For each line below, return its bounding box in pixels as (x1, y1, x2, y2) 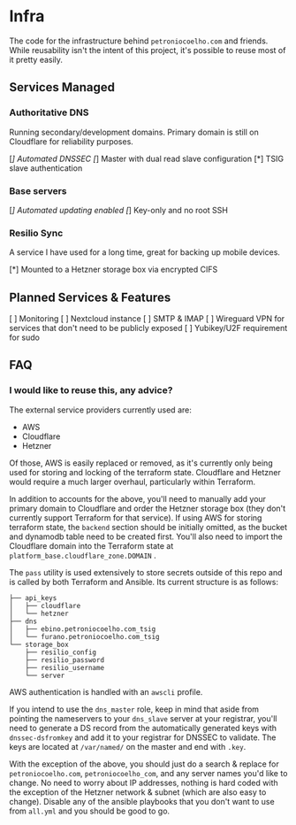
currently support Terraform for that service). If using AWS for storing (9, 512, 262, 523)
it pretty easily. (9, 54, 64, 65)
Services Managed (9, 80, 116, 95)
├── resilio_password (25, 655, 104, 665)
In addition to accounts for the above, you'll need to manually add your (9, 493, 267, 504)
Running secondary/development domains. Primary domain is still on (9, 127, 259, 137)
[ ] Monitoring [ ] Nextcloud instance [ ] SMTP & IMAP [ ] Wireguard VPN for (9, 313, 285, 324)
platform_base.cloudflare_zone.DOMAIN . (9, 550, 156, 560)
